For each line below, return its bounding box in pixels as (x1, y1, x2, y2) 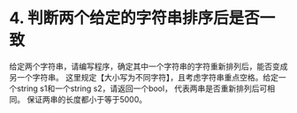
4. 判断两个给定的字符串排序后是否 (9, 8, 261, 28)
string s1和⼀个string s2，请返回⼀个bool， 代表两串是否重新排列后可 (16, 83, 268, 94)
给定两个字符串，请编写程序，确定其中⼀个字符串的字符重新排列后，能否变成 (9, 61, 288, 72)
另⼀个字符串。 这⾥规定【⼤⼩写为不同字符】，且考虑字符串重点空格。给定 (9, 72, 278, 82)
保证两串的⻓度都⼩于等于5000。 (26, 94, 148, 104)
